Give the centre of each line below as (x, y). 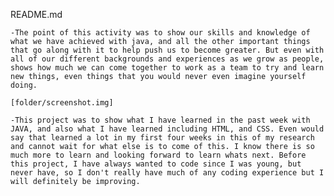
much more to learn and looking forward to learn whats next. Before (158, 155)
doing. (24, 85)
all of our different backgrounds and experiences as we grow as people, (167, 59)
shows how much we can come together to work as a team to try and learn (167, 68)
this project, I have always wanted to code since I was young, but (156, 164)
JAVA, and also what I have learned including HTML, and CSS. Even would (167, 129)
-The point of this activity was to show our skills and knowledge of (160, 33)
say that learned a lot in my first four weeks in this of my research (162, 138)
